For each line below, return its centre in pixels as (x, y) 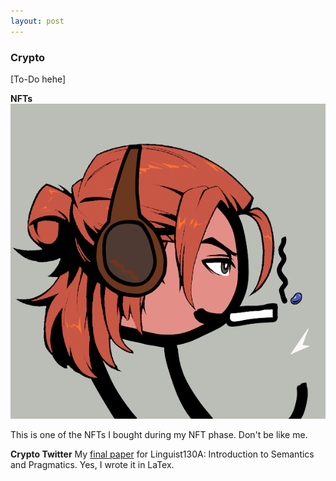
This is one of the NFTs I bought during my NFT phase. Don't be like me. (159, 434)
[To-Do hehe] (38, 79)
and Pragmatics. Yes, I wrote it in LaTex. (92, 464)
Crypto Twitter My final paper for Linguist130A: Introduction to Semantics (162, 454)
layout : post (37, 21)
